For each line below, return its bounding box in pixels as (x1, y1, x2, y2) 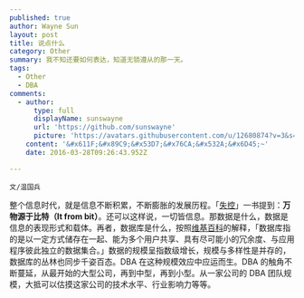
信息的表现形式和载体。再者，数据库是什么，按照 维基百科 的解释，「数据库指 (9, 222, 291, 233)
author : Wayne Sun (9, 22, 79, 31)
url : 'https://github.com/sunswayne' (33, 123, 176, 132)
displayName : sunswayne (33, 114, 124, 123)
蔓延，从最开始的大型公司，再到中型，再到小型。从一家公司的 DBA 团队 (16, 267, 284, 278)
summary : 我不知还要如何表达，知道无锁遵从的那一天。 (9, 55, 188, 64)
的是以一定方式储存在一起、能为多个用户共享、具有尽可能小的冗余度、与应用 (9, 233, 295, 245)
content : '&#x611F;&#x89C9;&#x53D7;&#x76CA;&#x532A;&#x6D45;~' (25, 139, 270, 149)
